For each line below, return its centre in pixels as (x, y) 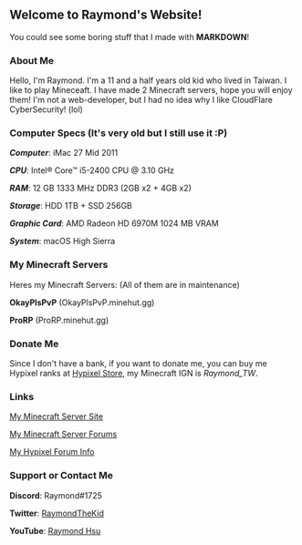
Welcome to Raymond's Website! (106, 15)
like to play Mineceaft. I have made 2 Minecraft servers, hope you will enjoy (151, 90)
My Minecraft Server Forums (63, 434)
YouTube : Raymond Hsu (55, 530)
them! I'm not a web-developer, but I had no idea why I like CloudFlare (141, 100)
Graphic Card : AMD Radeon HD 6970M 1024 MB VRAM (114, 223)
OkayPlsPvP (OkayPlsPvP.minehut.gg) (82, 302)
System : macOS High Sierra (62, 242)
